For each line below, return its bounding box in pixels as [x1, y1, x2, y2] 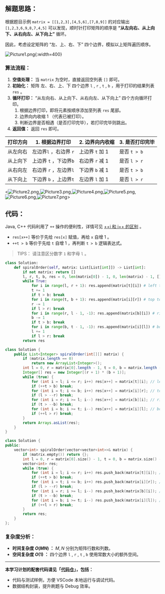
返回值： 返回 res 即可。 [12, 126, 62, 132]
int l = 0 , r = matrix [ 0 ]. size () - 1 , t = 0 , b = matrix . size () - [23, 457, 162, 462]
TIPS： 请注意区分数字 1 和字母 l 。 [17, 250, 89, 256]
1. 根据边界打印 [35, 139, 71, 146]
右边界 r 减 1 [79, 157, 109, 164]
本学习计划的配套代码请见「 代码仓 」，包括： [5, 566, 93, 572]
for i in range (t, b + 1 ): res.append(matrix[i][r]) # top [31, 297, 155, 302]
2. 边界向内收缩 [79, 139, 114, 146]
